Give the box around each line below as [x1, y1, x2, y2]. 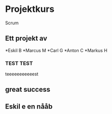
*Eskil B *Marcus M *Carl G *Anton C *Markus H [5, 47, 108, 53]
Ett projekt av [5, 34, 47, 43]
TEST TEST [5, 59, 33, 66]
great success [5, 85, 51, 94]
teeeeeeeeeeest [5, 71, 39, 77]
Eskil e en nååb [5, 102, 53, 111]
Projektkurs [5, 3, 55, 15]
